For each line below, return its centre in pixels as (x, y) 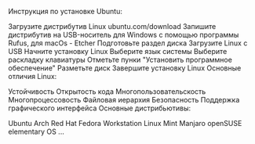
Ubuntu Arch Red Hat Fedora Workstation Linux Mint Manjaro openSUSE (125, 123)
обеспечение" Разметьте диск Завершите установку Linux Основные (125, 68)
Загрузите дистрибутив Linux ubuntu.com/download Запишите (112, 26)
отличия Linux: (33, 76)
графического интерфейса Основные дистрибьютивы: (99, 108)
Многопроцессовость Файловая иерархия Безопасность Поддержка (124, 100)
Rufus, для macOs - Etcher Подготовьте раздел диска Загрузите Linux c (128, 43)
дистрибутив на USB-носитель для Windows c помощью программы (124, 35)
